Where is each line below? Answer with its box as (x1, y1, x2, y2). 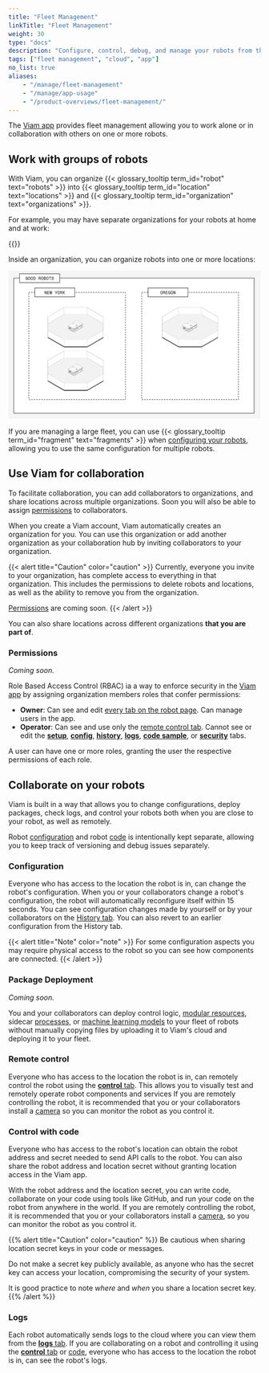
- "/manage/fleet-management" (22, 80, 124, 88)
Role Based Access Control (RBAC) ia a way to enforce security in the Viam (8, 681, 256, 691)
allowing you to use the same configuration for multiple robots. (8, 444, 215, 453)
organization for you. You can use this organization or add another (8, 529, 227, 539)
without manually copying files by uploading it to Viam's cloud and (8, 1025, 227, 1035)
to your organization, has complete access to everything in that (8, 570, 217, 580)
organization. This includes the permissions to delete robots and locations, (8, 579, 255, 589)
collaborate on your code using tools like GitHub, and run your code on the (8, 1194, 255, 1204)
